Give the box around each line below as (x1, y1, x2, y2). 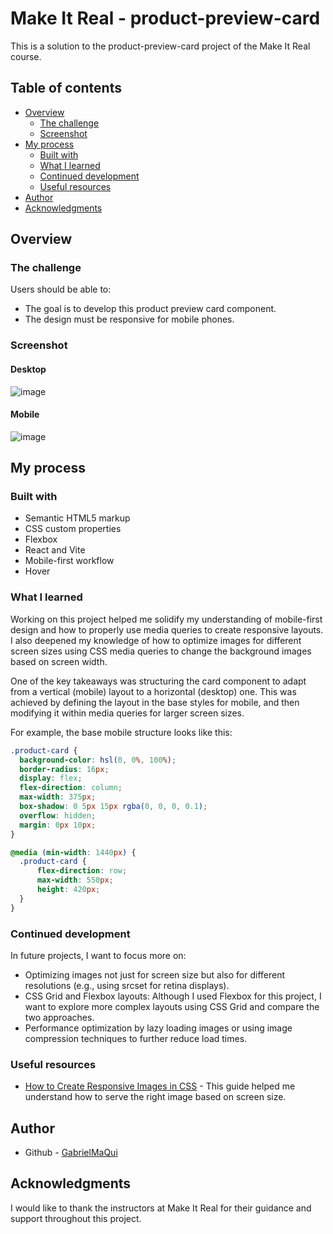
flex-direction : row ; (36, 866, 128, 876)
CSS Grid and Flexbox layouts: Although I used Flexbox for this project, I (24, 990, 322, 1002)
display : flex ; (19, 773, 83, 784)
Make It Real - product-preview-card (10, 7, 321, 30)
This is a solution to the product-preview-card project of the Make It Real (10, 40, 311, 52)
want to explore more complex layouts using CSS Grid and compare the (24, 1000, 320, 1012)
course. (10, 50, 42, 62)
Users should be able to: (10, 283, 112, 296)
